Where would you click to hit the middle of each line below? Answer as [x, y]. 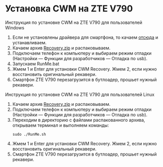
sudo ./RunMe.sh [29, 134]
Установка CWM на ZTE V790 [69, 9]
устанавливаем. [29, 42]
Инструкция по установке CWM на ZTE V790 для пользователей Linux [80, 94]
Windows [15, 27]
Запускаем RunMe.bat [36, 64]
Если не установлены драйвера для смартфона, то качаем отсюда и [85, 37]
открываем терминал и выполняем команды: [61, 125]
